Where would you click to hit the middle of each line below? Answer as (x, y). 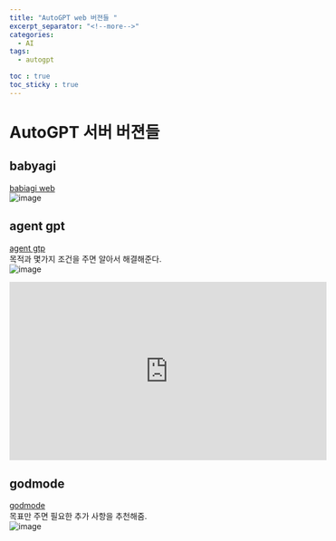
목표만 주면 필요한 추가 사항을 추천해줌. (78, 517)
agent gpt (37, 226)
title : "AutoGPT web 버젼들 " (63, 18)
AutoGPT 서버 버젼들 (85, 132)
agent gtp (28, 248)
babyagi (33, 166)
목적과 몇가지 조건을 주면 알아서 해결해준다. (86, 258)
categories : (32, 34)
